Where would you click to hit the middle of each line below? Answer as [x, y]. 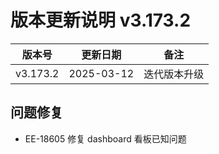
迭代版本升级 [174, 74]
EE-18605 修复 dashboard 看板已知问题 [105, 138]
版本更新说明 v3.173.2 [101, 20]
